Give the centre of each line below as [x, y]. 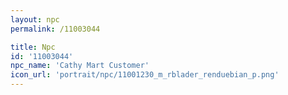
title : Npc [33, 47]
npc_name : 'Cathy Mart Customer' [80, 66]
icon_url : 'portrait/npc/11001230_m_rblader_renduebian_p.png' [145, 75]
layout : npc [35, 19]
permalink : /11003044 [55, 29]
